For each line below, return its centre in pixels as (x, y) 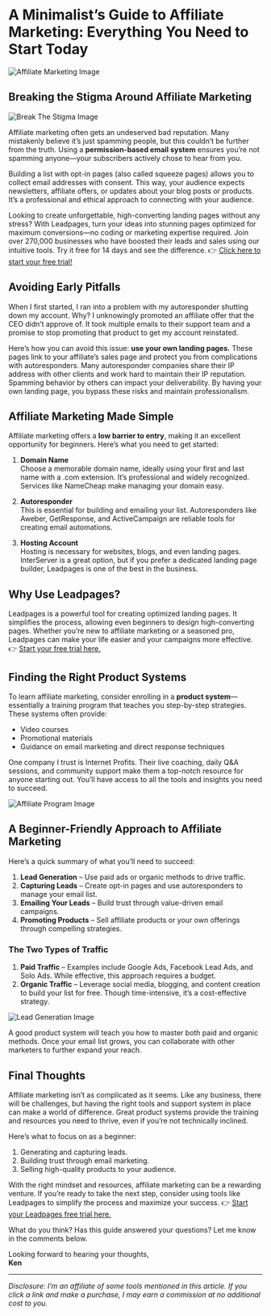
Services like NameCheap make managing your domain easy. (122, 486)
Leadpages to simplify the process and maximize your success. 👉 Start (128, 1202)
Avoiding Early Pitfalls (65, 288)
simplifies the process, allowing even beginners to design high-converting (131, 622)
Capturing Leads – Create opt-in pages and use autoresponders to (131, 885)
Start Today (48, 49)
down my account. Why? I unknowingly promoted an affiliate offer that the (131, 315)
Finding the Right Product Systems (98, 677)
